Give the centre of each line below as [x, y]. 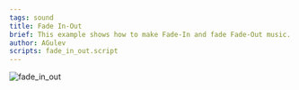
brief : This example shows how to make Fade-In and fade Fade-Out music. [150, 34]
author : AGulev [38, 43]
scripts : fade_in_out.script [64, 51]
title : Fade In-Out [46, 26]
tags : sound [31, 18]
